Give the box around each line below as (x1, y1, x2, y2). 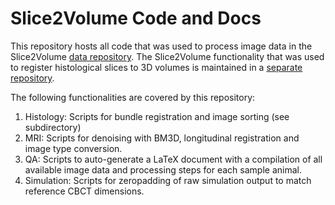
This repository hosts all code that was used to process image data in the (10, 40, 313, 52)
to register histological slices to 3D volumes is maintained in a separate (10, 61, 303, 73)
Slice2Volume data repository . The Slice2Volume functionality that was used (10, 50, 325, 62)
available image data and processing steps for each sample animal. (24, 163, 302, 176)
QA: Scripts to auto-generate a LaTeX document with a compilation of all (24, 153, 323, 165)
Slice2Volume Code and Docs (10, 7, 262, 30)
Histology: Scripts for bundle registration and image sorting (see (24, 110, 290, 122)
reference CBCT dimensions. (24, 185, 145, 197)
